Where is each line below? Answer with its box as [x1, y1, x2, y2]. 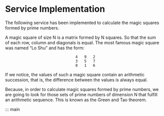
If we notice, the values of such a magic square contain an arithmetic [5, 71, 145, 77]
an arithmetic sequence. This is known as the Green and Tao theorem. [5, 97, 147, 103]
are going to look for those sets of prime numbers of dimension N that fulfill [5, 91, 158, 97]
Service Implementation [5, 3, 106, 15]
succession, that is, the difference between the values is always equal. [5, 77, 148, 83]
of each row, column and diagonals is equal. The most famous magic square [5, 39, 160, 45]
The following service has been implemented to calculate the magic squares [5, 20, 160, 26]
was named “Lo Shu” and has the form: [5, 45, 84, 51]
